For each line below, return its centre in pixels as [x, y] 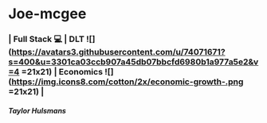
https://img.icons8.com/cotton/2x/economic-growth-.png [128, 82]
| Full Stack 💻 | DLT [47, 39]
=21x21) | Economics [62, 72]
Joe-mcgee [47, 14]
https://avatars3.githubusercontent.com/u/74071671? [118, 52]
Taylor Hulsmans [37, 110]
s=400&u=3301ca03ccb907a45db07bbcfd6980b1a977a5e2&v [133, 62]
